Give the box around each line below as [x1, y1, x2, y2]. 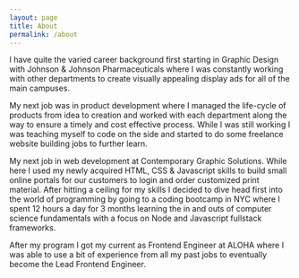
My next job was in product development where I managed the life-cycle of [9, 100, 286, 111]
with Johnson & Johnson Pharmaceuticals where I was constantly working [9, 64, 284, 74]
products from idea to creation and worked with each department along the [9, 109, 287, 121]
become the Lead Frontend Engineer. [9, 259, 146, 270]
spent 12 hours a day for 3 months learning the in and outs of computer [9, 204, 272, 214]
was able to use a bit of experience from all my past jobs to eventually [9, 249, 268, 260]
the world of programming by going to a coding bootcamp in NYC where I [9, 194, 280, 204]
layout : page [9, 13, 58, 22]
